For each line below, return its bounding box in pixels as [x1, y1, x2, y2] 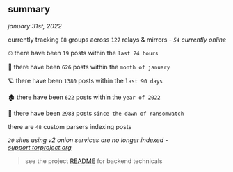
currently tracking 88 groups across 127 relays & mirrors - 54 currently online [8, 35, 227, 44]
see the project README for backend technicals [24, 157, 163, 165]
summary [8, 3, 51, 15]
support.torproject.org [8, 143, 72, 151]
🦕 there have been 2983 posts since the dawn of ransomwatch [8, 109, 184, 117]
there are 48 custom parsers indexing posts [8, 122, 132, 130]
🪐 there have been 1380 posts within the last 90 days [8, 76, 163, 85]
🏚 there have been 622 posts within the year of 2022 [8, 93, 161, 101]
